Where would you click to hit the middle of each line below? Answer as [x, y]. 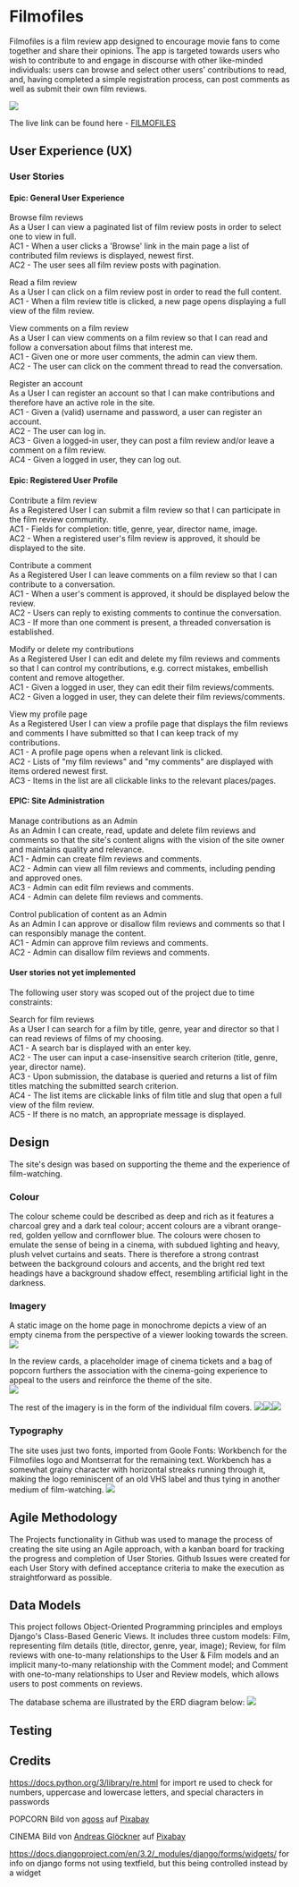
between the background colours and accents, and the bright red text [137, 1264]
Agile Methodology [63, 1518]
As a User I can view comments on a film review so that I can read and [138, 338]
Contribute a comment [50, 565]
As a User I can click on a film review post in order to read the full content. [145, 292]
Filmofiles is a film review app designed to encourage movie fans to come [145, 41]
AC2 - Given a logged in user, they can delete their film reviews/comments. [147, 696]
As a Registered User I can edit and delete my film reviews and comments [145, 659]
